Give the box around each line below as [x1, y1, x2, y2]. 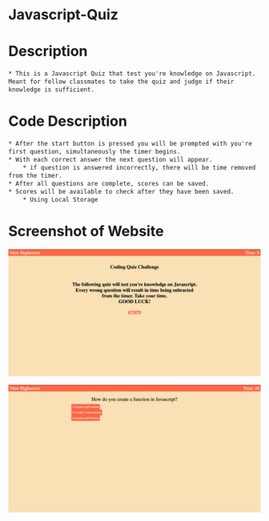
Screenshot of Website [8, 222, 164, 241]
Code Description [8, 112, 128, 130]
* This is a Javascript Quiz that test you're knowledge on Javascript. [8, 70, 256, 78]
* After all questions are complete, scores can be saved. [8, 180, 210, 188]
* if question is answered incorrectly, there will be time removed [22, 164, 256, 172]
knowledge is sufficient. [8, 86, 94, 94]
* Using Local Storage [22, 196, 98, 204]
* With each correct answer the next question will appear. [8, 156, 214, 164]
